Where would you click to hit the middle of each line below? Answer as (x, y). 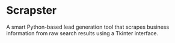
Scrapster (32, 10)
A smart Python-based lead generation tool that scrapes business (88, 27)
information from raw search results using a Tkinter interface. (82, 33)
